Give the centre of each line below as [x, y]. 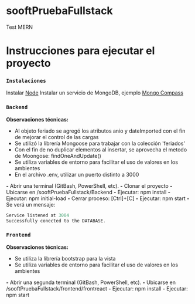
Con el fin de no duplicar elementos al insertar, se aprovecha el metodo [101, 149]
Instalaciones [26, 81]
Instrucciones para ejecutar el [81, 51]
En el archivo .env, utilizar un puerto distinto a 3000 [77, 174]
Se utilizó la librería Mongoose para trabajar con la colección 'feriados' [100, 143]
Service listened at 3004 [37, 215]
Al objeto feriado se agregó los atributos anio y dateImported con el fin [100, 131]
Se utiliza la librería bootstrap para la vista [65, 258]
